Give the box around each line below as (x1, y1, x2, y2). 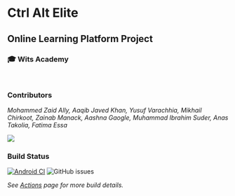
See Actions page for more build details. (7, 181, 124, 190)
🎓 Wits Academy (7, 54, 69, 64)
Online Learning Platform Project (7, 33, 153, 45)
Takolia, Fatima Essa (7, 121, 68, 129)
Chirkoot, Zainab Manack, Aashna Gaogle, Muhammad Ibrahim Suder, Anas (7, 113, 229, 122)
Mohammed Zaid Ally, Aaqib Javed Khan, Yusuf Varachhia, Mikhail (7, 106, 202, 115)
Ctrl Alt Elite (7, 5, 79, 21)
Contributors (7, 90, 53, 99)
